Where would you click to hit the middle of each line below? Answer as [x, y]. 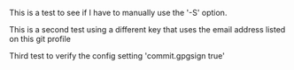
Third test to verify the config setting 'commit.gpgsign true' [117, 56]
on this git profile [40, 39]
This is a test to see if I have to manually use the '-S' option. [118, 13]
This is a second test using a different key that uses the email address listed [147, 29]
